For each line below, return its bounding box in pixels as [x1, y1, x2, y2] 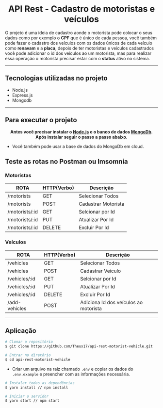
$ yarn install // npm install [5, 385, 68, 390]
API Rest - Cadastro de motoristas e [8, 3, 155, 15]
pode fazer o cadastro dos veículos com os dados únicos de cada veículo [5, 40, 153, 46]
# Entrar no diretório [5, 353, 51, 358]
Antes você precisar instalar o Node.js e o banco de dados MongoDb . [10, 129, 153, 134]
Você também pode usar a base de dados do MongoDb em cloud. [12, 143, 144, 149]
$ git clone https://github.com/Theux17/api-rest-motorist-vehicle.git [5, 344, 153, 349]
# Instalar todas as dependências [5, 380, 75, 385]
